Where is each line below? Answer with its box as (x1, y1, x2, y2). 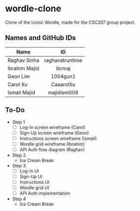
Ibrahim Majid (7, 65, 39, 72)
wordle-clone (5, 3, 62, 14)
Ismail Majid (7, 89, 35, 96)
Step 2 (12, 152, 26, 158)
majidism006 (48, 89, 79, 96)
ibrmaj (56, 65, 70, 72)
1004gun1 (51, 73, 76, 80)
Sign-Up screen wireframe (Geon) (19, 130, 89, 136)
